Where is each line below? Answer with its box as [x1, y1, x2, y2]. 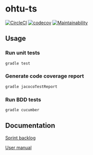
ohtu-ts [5, 3, 37, 15]
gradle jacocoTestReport [5, 84, 58, 89]
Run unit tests [5, 49, 40, 56]
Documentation [5, 121, 56, 130]
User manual [5, 144, 32, 150]
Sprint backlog [5, 134, 36, 141]
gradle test [5, 61, 30, 66]
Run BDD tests [5, 96, 41, 103]
